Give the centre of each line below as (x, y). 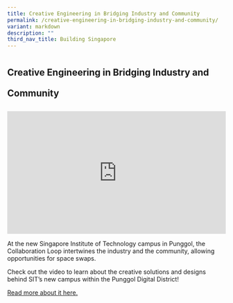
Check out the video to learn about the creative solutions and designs (107, 272)
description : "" (31, 33)
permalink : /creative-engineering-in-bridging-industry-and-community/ (113, 20)
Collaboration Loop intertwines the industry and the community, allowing (111, 251)
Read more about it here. (43, 293)
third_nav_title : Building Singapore (62, 40)
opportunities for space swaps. (52, 259)
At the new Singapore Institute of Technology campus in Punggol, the (106, 244)
